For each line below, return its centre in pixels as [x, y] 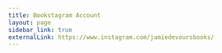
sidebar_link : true [40, 30]
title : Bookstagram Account [55, 15]
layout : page [30, 23]
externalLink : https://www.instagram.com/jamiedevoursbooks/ [111, 37]
